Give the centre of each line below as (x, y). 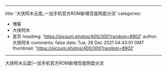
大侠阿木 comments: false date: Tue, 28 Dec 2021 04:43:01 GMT (78, 42)
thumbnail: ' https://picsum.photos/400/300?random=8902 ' (73, 48)
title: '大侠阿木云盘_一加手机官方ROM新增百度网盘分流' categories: (73, 13)
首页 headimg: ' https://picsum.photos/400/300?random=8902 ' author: (85, 36)
